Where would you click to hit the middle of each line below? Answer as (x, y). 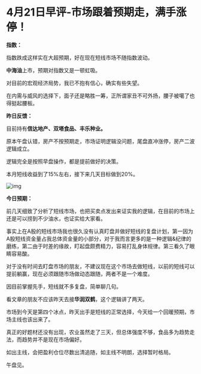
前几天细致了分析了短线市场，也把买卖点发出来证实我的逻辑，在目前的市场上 (100, 211)
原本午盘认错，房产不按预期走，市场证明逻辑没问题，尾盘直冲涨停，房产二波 (100, 141)
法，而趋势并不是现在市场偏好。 (45, 339)
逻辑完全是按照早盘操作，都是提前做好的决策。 (64, 161)
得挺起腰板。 (22, 103)
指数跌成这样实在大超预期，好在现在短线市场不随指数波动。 (80, 57)
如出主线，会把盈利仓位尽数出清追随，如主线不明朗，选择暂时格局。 (90, 352)
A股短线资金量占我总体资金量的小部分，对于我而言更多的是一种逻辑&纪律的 (99, 238)
